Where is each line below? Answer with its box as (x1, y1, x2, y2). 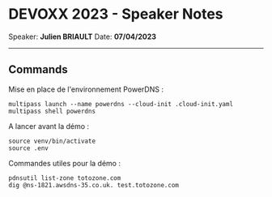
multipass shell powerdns (8, 107, 96, 115)
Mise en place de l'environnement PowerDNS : (8, 84, 164, 94)
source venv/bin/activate (8, 137, 96, 145)
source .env (8, 143, 49, 152)
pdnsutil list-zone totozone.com (8, 173, 121, 182)
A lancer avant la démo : (8, 121, 90, 131)
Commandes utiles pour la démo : (8, 158, 121, 168)
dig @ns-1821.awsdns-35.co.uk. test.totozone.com (8, 181, 180, 189)
